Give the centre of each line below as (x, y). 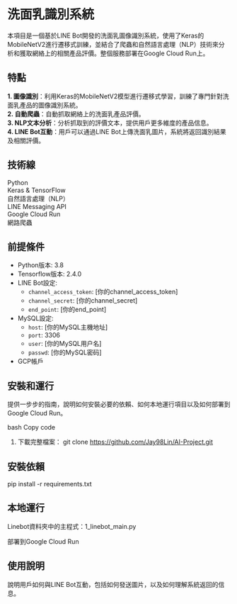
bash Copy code (31, 427)
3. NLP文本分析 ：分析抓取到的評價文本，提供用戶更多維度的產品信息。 (110, 123)
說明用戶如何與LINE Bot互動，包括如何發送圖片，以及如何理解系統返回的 (113, 584)
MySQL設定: (36, 318)
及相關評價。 (26, 140)
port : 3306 (44, 335)
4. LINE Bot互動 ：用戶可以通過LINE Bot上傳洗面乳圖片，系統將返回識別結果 (117, 131)
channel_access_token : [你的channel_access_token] (103, 292)
